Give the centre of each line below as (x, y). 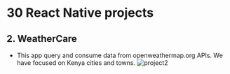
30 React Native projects (80, 13)
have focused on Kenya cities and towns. (76, 63)
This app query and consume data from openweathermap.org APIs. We (120, 55)
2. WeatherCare (42, 39)
